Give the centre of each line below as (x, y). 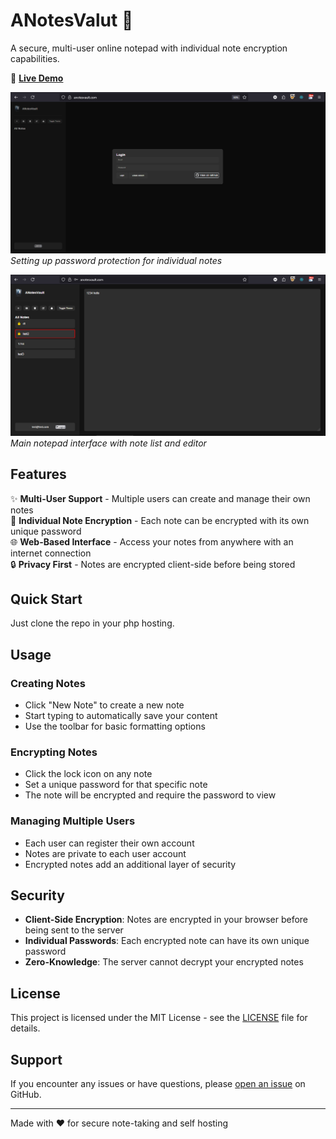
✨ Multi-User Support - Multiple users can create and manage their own (160, 498)
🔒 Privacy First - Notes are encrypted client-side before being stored (153, 564)
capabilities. (35, 58)
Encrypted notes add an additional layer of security (130, 864)
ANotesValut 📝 (72, 20)
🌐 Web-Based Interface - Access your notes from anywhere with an (152, 541)
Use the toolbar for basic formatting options (115, 726)
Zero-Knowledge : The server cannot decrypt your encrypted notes (164, 962)
